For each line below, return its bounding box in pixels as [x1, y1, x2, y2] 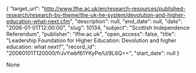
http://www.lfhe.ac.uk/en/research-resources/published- [43, 5, 186, 12]
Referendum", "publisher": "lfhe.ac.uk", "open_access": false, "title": [6, 31, 176, 38]
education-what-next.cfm [6, 18, 71, 25]
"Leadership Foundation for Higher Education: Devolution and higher [6, 37, 177, 44]
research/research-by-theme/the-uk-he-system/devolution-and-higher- [6, 11, 186, 19]
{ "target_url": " [6, 5, 44, 12]
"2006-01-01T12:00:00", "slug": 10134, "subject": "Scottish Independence [6, 24, 190, 31]
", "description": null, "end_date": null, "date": [69, 18, 183, 25]
